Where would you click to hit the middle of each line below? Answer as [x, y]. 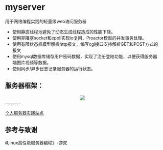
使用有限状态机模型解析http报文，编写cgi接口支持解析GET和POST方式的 [85, 44]
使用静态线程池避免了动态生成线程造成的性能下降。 [64, 31]
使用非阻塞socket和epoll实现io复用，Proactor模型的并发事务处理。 [79, 38]
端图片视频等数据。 [32, 62]
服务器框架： [24, 86]
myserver [25, 7]
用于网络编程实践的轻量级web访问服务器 [46, 21]
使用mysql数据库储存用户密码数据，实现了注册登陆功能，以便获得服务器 [85, 56]
